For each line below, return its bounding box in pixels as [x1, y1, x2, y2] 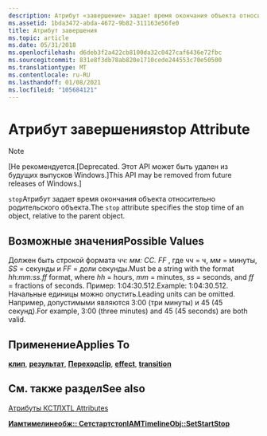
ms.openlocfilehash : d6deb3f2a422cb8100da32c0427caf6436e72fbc [8, 49, 222, 57]
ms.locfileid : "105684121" [8, 85, 98, 94]
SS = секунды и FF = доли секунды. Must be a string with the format [8, 264, 234, 273]
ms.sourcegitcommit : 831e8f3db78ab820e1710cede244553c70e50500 [8, 57, 222, 65]
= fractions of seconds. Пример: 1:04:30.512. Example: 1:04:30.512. [8, 281, 229, 291]
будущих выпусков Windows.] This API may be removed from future [8, 171, 232, 180]
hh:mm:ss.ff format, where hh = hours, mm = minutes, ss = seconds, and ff [8, 273, 254, 282]
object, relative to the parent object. [8, 211, 126, 221]
